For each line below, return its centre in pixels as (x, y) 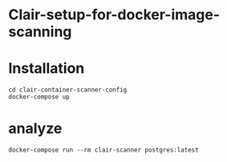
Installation (47, 69)
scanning (40, 32)
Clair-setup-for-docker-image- (114, 15)
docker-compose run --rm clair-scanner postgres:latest (103, 150)
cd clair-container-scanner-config (68, 90)
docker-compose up (39, 97)
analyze (35, 129)
